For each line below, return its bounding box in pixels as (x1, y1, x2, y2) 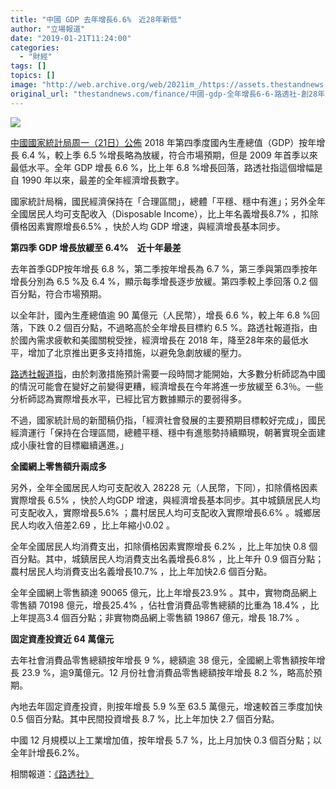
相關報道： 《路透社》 (10, 767, 94, 780)
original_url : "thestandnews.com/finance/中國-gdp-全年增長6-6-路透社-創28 (10, 89, 318, 99)
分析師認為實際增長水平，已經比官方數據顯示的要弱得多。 (10, 392, 247, 405)
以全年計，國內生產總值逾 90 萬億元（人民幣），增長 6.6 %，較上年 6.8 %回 (10, 309, 320, 321)
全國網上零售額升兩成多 (10, 460, 107, 472)
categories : (10, 42, 60, 53)
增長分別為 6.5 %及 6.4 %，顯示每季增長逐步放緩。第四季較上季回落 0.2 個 (10, 275, 318, 287)
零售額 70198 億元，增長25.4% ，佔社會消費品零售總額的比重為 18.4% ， (10, 599, 311, 611)
